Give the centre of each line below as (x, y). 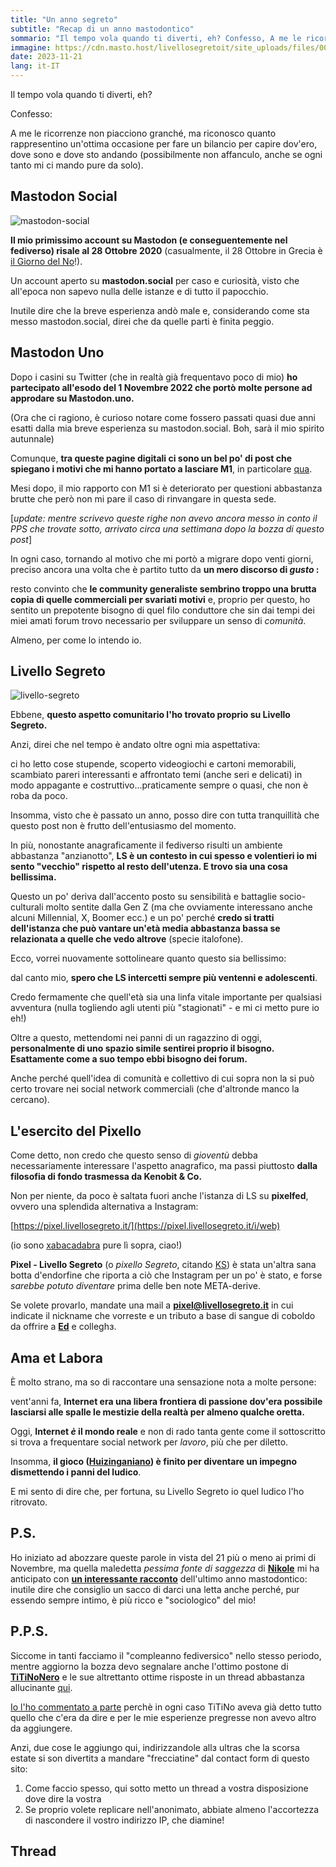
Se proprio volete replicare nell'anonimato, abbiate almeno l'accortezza (172, 1809)
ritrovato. (29, 1502)
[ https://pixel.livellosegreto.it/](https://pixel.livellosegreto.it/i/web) (145, 1226)
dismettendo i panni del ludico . (76, 1472)
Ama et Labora (56, 1357)
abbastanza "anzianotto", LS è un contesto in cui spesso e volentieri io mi (164, 856)
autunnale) (32, 438)
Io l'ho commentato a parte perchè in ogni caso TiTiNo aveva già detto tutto (166, 1707)
